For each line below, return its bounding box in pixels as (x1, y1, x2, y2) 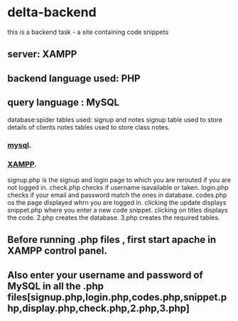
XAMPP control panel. (7, 245, 108, 257)
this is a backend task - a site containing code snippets (7, 28, 169, 36)
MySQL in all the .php (7, 280, 104, 292)
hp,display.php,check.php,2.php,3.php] (7, 302, 190, 314)
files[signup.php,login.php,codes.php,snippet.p (7, 291, 227, 303)
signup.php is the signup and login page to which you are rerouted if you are (7, 175, 231, 184)
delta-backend (7, 4, 97, 21)
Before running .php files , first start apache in (7, 234, 217, 246)
